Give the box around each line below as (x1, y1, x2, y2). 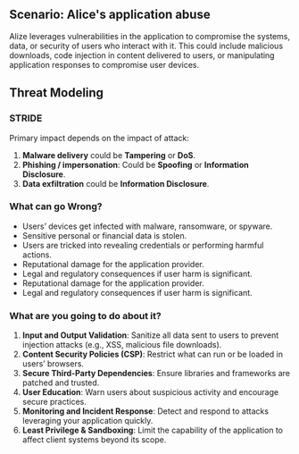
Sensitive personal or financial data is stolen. (21, 230, 187, 240)
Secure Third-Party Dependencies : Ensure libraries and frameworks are (21, 368, 290, 379)
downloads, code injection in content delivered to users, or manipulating (9, 49, 275, 61)
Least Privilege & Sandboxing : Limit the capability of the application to (21, 425, 284, 436)
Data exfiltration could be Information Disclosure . (21, 178, 210, 189)
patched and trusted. (21, 377, 100, 388)
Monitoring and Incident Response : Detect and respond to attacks (21, 406, 270, 416)
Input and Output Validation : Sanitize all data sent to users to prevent (21, 330, 279, 340)
